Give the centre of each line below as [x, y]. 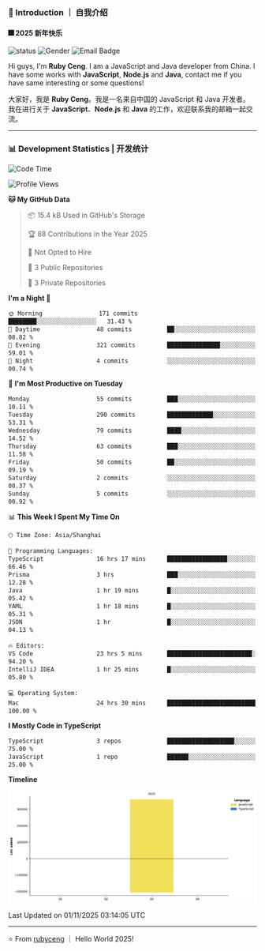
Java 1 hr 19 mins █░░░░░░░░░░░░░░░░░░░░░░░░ [132, 591]
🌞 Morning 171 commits [73, 314]
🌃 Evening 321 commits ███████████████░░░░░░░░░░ [132, 345]
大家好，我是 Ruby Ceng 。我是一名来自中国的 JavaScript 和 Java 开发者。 [129, 100]
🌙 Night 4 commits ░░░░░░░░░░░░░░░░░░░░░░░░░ [132, 361]
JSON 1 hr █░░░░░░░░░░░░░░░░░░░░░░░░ [132, 622]
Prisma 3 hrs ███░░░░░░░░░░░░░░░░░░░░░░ [132, 575]
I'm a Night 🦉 [30, 299]
